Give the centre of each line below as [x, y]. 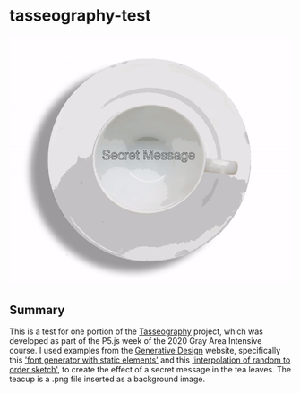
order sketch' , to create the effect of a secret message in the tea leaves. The [150, 370]
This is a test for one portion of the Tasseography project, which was [137, 331]
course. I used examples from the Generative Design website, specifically [145, 351]
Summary [37, 310]
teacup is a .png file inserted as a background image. [107, 379]
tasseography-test [80, 16]
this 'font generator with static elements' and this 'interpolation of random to [150, 360]
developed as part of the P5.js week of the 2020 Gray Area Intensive [136, 341]
